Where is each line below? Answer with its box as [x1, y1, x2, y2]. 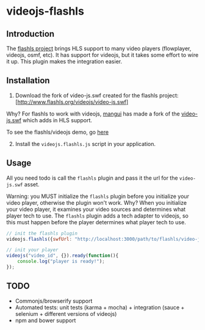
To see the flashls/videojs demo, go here [6, 128, 109, 136]
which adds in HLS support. [22, 116, 93, 123]
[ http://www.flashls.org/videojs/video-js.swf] [15, 98, 129, 105]
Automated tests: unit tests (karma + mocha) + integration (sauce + [15, 304, 185, 311]
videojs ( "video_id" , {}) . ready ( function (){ [6, 252, 119, 259]
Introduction [6, 29, 55, 39]
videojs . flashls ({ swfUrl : [6, 236, 72, 242]
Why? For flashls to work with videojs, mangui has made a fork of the [6, 110, 180, 117]
